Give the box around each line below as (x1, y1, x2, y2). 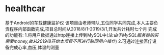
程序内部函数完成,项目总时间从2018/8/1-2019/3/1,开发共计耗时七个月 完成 (9, 26, 157, 32)
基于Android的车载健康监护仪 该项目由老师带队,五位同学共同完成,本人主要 (5, 20, 154, 26)
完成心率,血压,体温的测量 (9, 44, 60, 50)
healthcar (5, 3, 46, 14)
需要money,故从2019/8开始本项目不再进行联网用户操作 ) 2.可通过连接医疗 (5, 38, 153, 44)
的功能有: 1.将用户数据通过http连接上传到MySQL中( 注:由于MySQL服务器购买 (5, 32, 159, 38)
